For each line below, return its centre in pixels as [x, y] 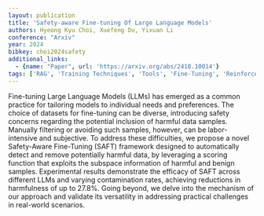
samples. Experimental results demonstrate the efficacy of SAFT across [124, 171]
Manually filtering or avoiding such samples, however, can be [107, 130]
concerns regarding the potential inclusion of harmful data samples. [118, 121]
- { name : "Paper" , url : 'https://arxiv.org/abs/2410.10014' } [117, 67]
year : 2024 [26, 45]
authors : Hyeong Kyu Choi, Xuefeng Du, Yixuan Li [91, 30]
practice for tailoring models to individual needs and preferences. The [121, 104]
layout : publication [42, 15]
